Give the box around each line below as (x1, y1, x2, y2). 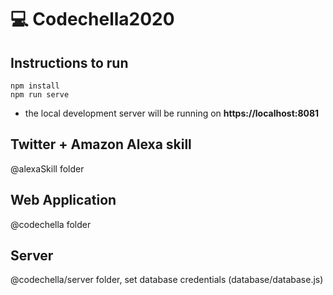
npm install (10, 81, 60, 91)
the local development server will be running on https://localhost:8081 (24, 107, 320, 119)
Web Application (10, 192, 117, 209)
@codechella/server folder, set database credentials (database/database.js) (10, 274, 324, 286)
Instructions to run (10, 54, 129, 71)
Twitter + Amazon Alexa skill (10, 136, 192, 153)
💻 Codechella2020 (10, 8, 175, 31)
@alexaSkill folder (10, 162, 85, 175)
